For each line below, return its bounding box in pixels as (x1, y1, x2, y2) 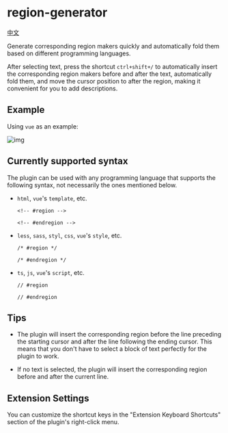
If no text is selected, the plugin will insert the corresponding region (16, 365, 208, 373)
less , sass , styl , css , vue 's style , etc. (16, 231, 122, 239)
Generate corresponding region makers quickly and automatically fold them (7, 42, 220, 50)
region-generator (7, 5, 108, 21)
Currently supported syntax (7, 155, 128, 167)
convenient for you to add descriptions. (7, 84, 118, 92)
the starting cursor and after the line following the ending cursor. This (16, 337, 213, 346)
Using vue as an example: (7, 122, 79, 131)
